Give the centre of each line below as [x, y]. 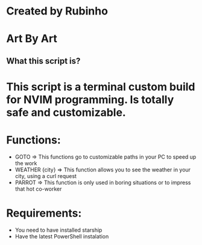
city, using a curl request [46, 176]
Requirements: [44, 213]
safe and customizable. [66, 112]
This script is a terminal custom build [101, 87]
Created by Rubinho [57, 11]
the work [26, 163]
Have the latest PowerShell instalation [62, 236]
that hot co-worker [38, 189]
